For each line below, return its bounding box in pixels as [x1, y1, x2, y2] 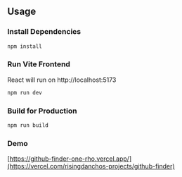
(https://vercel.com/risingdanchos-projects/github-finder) [7, 162, 175, 171]
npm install [7, 42, 42, 50]
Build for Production [7, 106, 77, 116]
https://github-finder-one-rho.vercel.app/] [9, 154, 132, 163]
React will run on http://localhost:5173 [7, 75, 117, 84]
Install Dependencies [7, 27, 82, 37]
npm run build [7, 122, 49, 129]
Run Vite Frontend [7, 59, 70, 69]
